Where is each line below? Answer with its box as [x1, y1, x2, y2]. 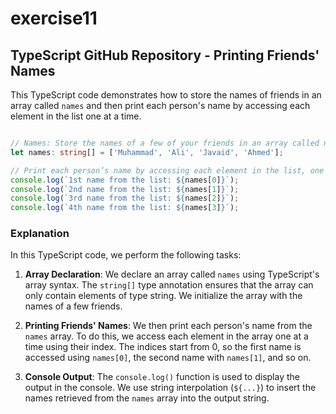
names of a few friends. [24, 300, 123, 312]
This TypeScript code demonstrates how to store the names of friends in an [10, 89, 322, 101]
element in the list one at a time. [10, 110, 142, 122]
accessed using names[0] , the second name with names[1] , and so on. [24, 352, 312, 364]
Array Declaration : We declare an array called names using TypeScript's [24, 268, 320, 281]
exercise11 [10, 7, 98, 30]
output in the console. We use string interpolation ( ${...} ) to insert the [24, 382, 317, 394]
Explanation [10, 227, 70, 241]
